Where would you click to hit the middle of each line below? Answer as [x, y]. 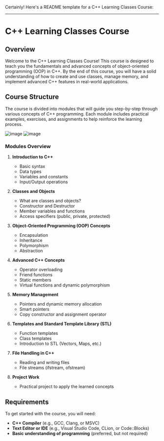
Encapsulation [34, 235]
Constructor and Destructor [47, 206]
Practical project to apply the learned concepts [67, 386]
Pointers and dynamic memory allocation [61, 304]
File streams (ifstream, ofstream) [52, 368]
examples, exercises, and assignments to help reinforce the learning [74, 119]
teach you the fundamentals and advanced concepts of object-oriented [77, 66]
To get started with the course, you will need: [51, 413]
